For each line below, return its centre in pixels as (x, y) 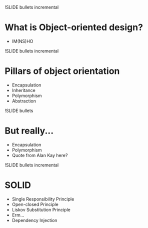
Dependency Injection (34, 220)
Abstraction (24, 101)
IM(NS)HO (22, 41)
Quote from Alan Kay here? (40, 155)
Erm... (18, 215)
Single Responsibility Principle (43, 199)
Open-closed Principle (35, 204)
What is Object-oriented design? (74, 27)
